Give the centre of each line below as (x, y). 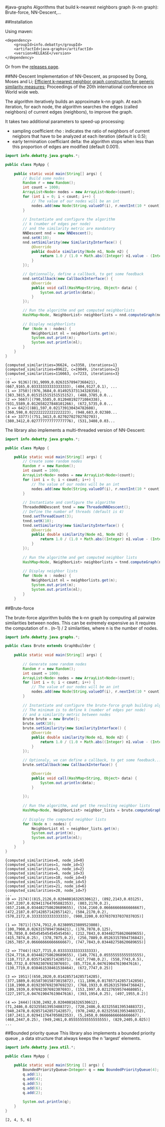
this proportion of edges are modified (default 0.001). (66, 147)
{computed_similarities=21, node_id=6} (46, 886)
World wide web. (22, 92)
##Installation (19, 22)
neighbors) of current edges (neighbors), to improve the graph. (69, 112)
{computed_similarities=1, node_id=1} (45, 865)
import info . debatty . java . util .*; (41, 1047)
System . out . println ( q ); (47, 1102)
